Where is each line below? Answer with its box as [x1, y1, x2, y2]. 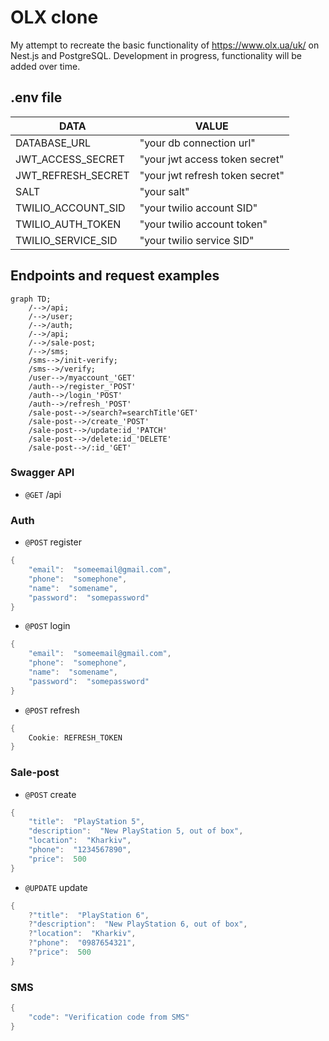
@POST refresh [24, 704, 80, 716]
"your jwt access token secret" [139, 152, 285, 166]
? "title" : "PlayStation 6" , [28, 910, 150, 920]
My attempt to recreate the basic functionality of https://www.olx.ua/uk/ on [10, 39, 320, 51]
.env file [10, 89, 63, 106]
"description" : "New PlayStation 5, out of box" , [28, 826, 244, 836]
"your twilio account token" [139, 217, 268, 231]
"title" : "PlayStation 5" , [28, 817, 145, 827]
